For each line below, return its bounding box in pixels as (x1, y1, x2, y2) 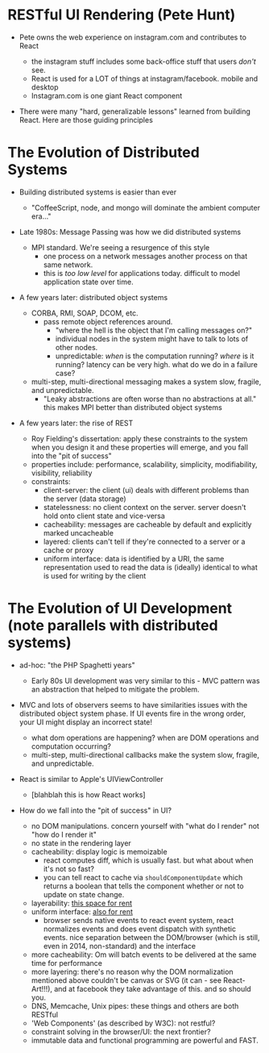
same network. (43, 260, 93, 270)
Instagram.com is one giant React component (31, 90, 183, 100)
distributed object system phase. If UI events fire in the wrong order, (19, 708, 246, 718)
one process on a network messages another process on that (43, 251, 248, 261)
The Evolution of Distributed (7, 144, 201, 162)
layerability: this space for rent (31, 898, 133, 908)
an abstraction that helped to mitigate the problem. (31, 684, 200, 694)
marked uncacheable (43, 528, 114, 537)
